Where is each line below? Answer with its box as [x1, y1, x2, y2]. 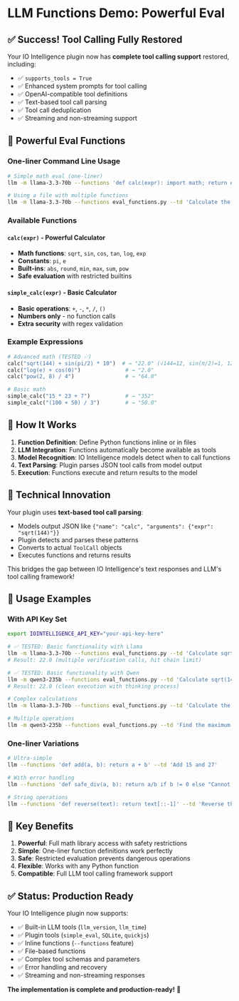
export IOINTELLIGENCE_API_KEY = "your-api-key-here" [7, 630, 164, 638]
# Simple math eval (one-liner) [7, 173, 103, 180]
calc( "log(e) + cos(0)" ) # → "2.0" [7, 366, 154, 374]
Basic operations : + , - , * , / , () [17, 304, 106, 313]
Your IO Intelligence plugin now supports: [7, 909, 129, 918]
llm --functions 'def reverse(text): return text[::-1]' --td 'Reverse [7, 801, 224, 808]
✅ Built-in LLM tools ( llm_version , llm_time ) [17, 923, 147, 932]
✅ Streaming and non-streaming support [17, 114, 137, 122]
